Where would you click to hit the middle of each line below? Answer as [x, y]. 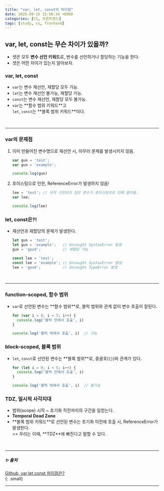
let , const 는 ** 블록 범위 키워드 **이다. [49, 112]
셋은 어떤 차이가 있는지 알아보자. [43, 63]
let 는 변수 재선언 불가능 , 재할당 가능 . [47, 93]
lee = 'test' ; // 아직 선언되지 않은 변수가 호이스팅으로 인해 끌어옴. [75, 193]
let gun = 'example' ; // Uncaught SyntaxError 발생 [67, 245]
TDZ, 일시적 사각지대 [28, 399]
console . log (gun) [30, 174]
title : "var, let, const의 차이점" [39, 10]
